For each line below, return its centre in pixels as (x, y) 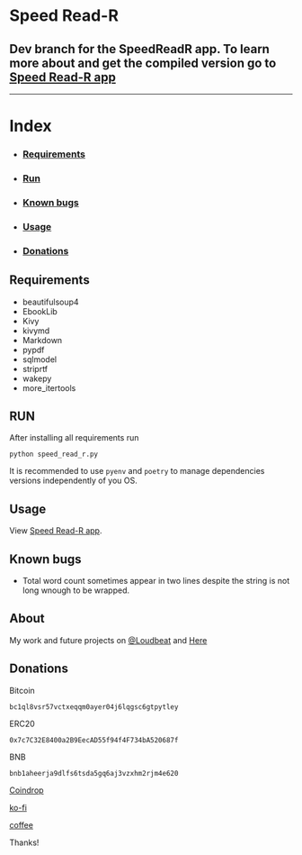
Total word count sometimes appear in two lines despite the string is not (156, 581)
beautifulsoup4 (50, 302)
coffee (22, 824)
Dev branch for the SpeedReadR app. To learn (139, 49)
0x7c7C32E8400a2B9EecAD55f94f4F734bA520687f (94, 740)
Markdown (42, 340)
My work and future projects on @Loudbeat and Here (108, 640)
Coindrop (27, 790)
